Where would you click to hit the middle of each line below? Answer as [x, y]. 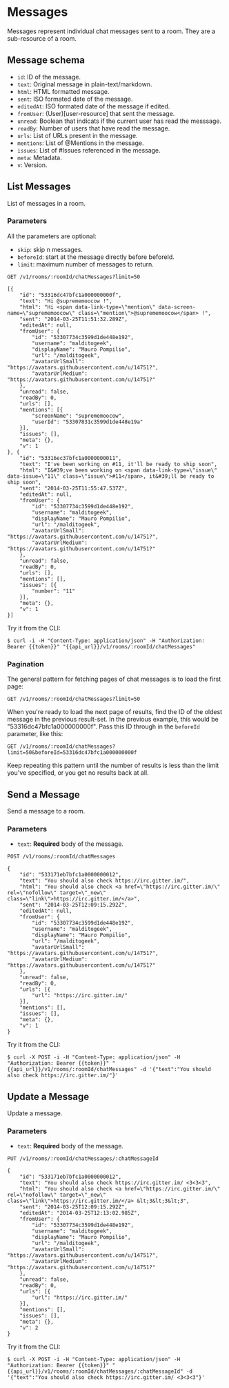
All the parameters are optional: [52, 236]
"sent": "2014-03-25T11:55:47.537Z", [74, 488]
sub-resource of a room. [42, 38]
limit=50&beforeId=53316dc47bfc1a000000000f [72, 753]
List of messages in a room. [47, 203]
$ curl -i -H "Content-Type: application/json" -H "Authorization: [106, 640]
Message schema [46, 60]
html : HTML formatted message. [63, 91]
